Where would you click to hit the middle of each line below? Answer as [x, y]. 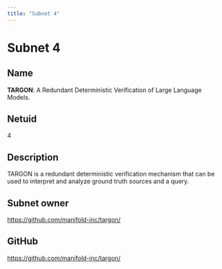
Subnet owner [38, 203]
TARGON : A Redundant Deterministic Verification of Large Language [104, 90]
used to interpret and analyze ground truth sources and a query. [98, 181]
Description [33, 157]
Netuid [22, 119]
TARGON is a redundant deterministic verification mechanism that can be [111, 174]
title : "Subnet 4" [33, 13]
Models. [19, 97]
